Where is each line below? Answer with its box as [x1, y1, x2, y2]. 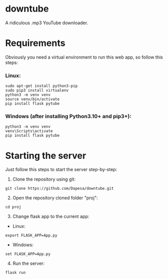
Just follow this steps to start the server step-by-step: [5, 166, 118, 173]
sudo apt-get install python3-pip [5, 84, 78, 89]
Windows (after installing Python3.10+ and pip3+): [5, 113, 132, 120]
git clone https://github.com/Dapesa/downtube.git [5, 186, 114, 191]
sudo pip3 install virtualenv [5, 88, 69, 93]
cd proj [5, 205, 22, 210]
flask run [5, 270, 26, 275]
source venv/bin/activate [5, 97, 60, 102]
